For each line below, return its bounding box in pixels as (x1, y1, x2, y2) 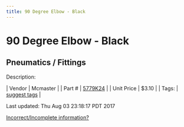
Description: (6, 73, 36, 80)
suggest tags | (6, 91, 41, 98)
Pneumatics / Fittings (6, 57, 87, 68)
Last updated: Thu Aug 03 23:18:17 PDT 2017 (6, 102, 116, 109)
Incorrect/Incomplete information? (6, 113, 90, 121)
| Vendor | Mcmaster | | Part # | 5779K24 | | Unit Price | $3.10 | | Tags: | (6, 84, 179, 92)
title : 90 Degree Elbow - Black (6, 8, 86, 15)
